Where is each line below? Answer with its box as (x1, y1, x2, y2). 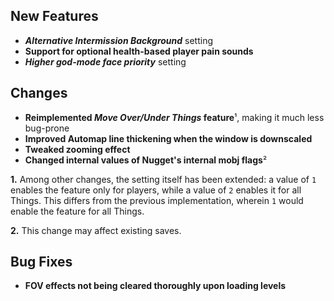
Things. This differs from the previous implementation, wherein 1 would (10, 194, 304, 206)
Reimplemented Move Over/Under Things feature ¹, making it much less (24, 111, 325, 123)
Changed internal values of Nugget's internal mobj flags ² (24, 154, 268, 166)
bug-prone (24, 122, 70, 134)
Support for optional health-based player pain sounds (24, 45, 254, 57)
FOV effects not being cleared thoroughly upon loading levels (24, 280, 287, 292)
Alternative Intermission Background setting (24, 34, 214, 46)
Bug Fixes (10, 254, 73, 271)
